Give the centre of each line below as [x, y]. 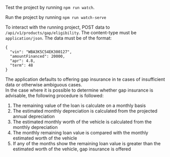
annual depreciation [34, 116]
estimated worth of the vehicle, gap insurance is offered [72, 149]
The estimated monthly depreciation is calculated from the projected [85, 111]
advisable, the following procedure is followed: [55, 96]
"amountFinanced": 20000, [38, 56]
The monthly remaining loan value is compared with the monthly [80, 133]
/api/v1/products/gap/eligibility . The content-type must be [71, 32]
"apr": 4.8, [23, 61]
